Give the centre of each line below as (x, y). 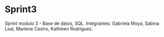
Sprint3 (21, 9)
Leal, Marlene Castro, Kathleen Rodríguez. (49, 28)
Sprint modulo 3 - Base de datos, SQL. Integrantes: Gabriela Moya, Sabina (82, 23)
